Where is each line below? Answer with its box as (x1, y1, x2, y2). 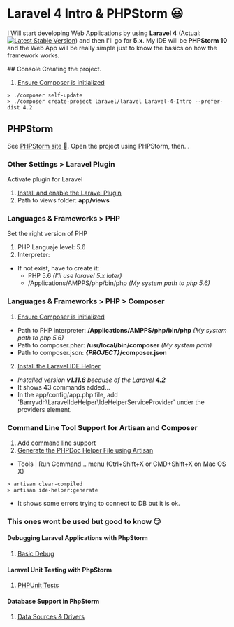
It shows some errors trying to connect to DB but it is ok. (17, 499, 180, 507)
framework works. (7, 51, 60, 60)
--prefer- (194, 97, 224, 105)
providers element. (17, 405, 72, 413)
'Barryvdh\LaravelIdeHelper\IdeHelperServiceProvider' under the (17, 398, 205, 406)
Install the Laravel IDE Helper (17, 361, 101, 370)
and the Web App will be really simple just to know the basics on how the (7, 43, 218, 52)
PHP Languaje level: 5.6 (17, 243, 86, 252)
